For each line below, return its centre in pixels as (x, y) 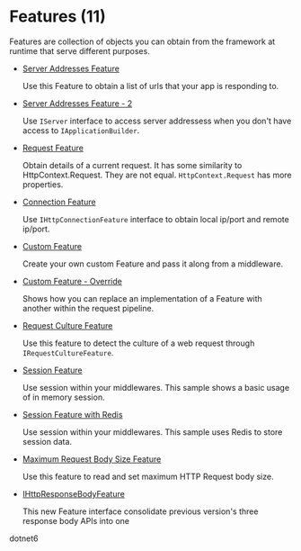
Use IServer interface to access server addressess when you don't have (157, 121)
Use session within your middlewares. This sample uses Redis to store (152, 432)
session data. (47, 441)
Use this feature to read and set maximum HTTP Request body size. (148, 476)
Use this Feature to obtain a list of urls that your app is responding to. (150, 86)
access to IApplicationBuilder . (81, 130)
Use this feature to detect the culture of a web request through (138, 343)
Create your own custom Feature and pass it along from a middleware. (153, 264)
